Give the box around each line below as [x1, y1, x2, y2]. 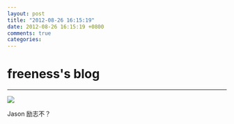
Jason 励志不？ [7, 109, 51, 118]
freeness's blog [7, 66, 100, 82]
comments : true [7, 29, 52, 37]
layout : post [7, 10, 45, 17]
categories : [7, 36, 42, 43]
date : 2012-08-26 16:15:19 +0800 [7, 23, 104, 30]
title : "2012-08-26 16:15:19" [7, 17, 95, 24]
